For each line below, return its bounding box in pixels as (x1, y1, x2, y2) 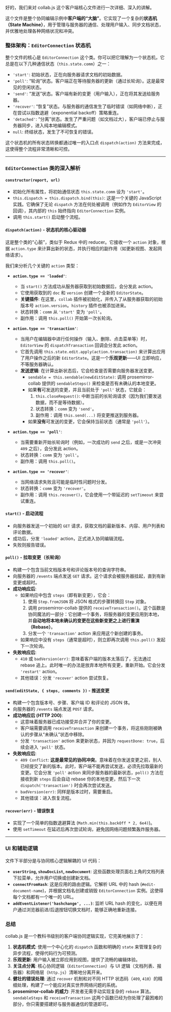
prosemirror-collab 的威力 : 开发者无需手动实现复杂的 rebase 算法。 (12, 989, 154, 995)
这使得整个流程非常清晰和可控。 (5, 146, 72, 152)
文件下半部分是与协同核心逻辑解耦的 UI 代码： (5, 857, 102, 863)
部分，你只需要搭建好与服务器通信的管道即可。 (12, 1001, 111, 1007)
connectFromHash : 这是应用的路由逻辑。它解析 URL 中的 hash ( (12, 881, 142, 887)
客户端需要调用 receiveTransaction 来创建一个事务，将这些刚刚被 (20, 725, 158, 731)
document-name (12, 888, 43, 893)
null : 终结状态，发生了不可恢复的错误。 (12, 129, 96, 135)
